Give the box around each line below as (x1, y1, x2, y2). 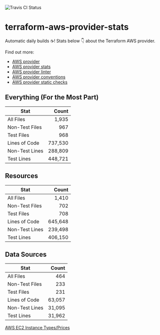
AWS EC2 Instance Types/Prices (5, 325, 70, 331)
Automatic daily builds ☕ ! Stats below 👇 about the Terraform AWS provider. (5, 38, 156, 44)
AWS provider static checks (12, 79, 68, 85)
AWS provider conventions (12, 74, 65, 80)
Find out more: (5, 49, 34, 55)
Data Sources (5, 250, 47, 258)
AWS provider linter (12, 68, 51, 75)
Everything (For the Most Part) (5, 93, 99, 101)
